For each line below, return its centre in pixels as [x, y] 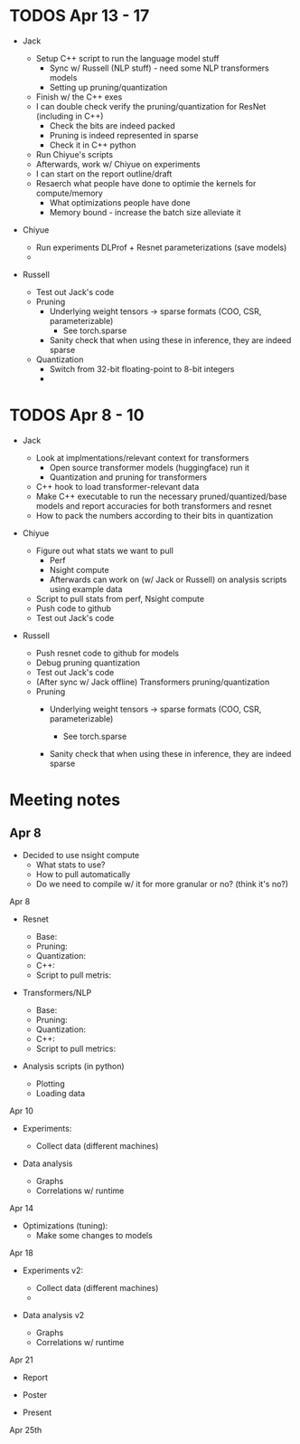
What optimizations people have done [120, 202]
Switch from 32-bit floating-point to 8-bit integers [142, 368]
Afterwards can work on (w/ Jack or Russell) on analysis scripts [168, 579]
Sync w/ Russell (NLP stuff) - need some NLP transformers [159, 68]
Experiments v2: [53, 1270]
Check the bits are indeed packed [112, 125]
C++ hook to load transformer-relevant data [117, 486]
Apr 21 [21, 1360]
